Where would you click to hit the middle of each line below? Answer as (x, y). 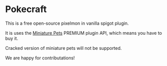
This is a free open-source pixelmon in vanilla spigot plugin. (67, 23)
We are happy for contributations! (40, 58)
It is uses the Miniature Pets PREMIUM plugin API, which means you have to (84, 33)
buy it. (12, 38)
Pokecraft (26, 9)
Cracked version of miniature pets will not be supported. (64, 48)
